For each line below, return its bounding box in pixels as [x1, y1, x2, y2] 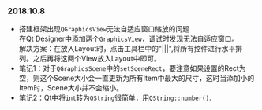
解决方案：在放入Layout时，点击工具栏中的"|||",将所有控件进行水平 [18, 44, 236, 53]
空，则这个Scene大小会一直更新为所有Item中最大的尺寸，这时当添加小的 [18, 73, 255, 83]
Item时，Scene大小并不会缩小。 [18, 83, 124, 93]
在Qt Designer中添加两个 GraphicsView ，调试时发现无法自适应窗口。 [18, 34, 239, 44]
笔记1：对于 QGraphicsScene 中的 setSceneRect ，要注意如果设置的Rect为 [18, 64, 246, 73]
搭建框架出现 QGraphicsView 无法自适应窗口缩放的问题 [18, 24, 190, 34]
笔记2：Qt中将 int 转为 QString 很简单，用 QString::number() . [18, 93, 211, 103]
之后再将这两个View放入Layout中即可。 [32, 53, 161, 64]
